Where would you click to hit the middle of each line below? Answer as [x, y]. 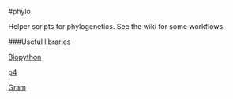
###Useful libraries [39, 42]
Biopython [25, 57]
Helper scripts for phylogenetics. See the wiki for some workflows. [116, 26]
